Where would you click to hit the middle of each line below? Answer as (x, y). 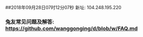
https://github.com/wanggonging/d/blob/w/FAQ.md (71, 28)
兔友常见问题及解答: (30, 22)
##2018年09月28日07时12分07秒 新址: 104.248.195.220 (63, 7)
